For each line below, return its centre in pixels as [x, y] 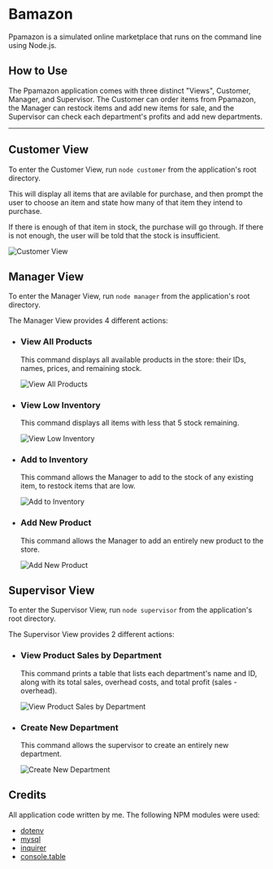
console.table [43, 856]
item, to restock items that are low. [78, 486]
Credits [28, 795]
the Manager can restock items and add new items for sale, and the [121, 107]
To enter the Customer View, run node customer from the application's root [133, 169]
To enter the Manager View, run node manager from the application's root [129, 296]
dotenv [32, 830]
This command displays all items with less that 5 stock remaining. [130, 422]
